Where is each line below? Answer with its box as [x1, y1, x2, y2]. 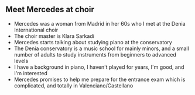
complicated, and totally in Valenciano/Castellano [13, 82, 134, 89]
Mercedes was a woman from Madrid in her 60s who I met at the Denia [13, 20, 186, 27]
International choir [13, 26, 59, 33]
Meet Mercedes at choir [5, 5, 95, 15]
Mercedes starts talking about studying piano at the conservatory [13, 38, 172, 45]
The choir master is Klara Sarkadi [13, 32, 95, 40]
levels [13, 57, 29, 64]
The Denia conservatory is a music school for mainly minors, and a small [13, 45, 190, 52]
